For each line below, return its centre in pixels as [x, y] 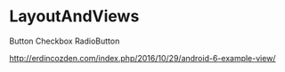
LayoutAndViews [74, 16]
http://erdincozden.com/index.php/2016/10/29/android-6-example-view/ [142, 58]
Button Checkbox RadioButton [65, 41]
